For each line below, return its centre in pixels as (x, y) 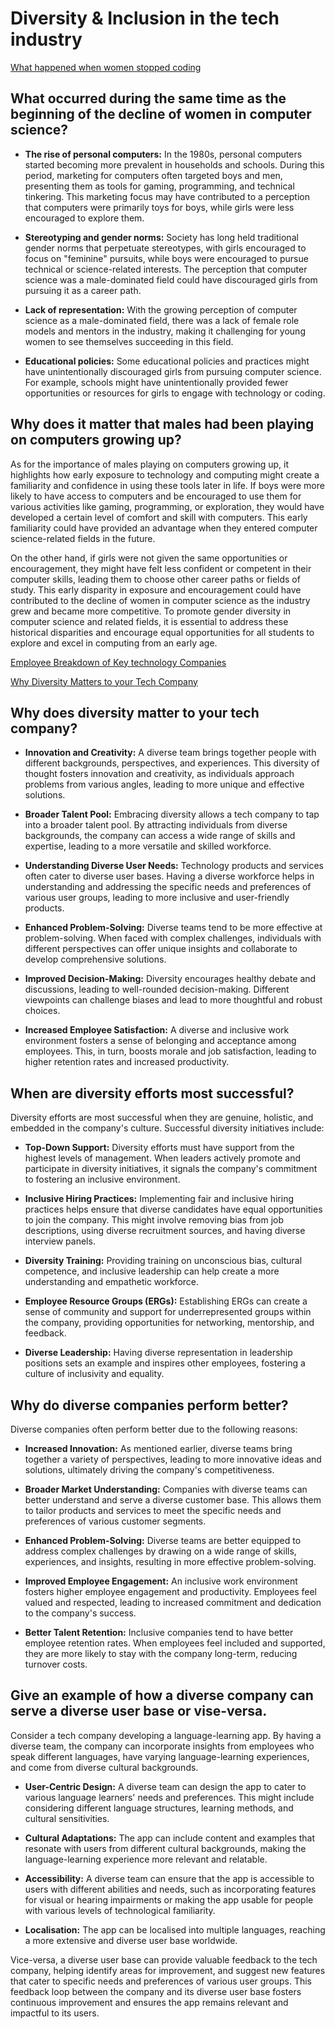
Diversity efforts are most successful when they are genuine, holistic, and (162, 1118)
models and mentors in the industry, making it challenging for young (165, 331)
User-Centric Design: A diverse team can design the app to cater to (165, 1786)
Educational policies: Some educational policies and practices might (167, 361)
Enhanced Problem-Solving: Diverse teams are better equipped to (163, 1540)
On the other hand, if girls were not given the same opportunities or (149, 558)
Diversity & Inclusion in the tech (145, 18)
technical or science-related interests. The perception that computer (166, 269)
